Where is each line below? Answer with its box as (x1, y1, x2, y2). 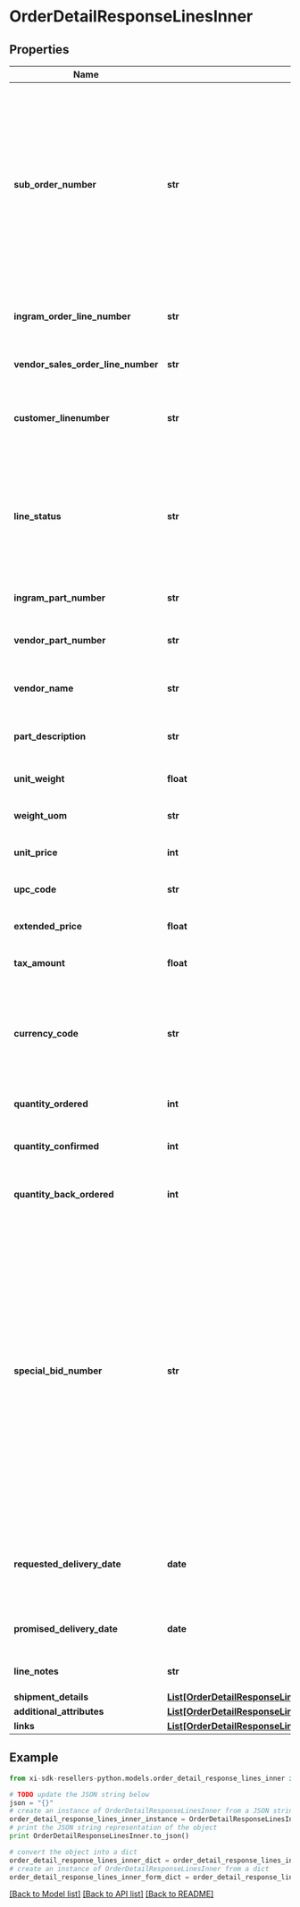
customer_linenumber (13, 412, 110, 424)
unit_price (13, 846, 58, 859)
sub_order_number (13, 179, 96, 190)
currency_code (13, 1028, 79, 1039)
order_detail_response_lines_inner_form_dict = (9, 1872, 190, 1882)
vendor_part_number (13, 634, 106, 646)
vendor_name (13, 682, 74, 694)
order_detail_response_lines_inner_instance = (9, 1815, 186, 1824)
